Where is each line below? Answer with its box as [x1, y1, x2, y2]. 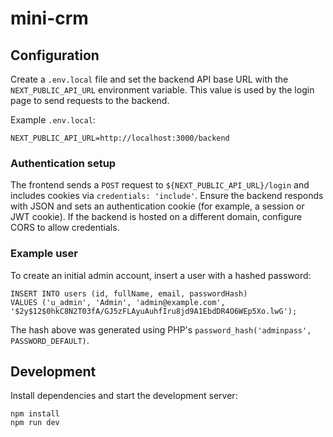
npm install [10, 409, 60, 419]
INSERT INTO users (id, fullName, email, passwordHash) [10, 288, 248, 299]
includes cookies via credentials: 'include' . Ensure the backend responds [10, 190, 324, 202]
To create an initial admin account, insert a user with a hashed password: [10, 269, 312, 281]
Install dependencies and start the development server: [10, 390, 238, 402]
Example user [10, 247, 78, 261]
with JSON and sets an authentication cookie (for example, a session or [10, 200, 305, 212]
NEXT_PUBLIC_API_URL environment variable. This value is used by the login [10, 84, 315, 96]
